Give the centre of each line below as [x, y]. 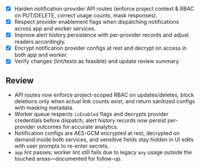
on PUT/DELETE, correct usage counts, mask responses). [86, 16]
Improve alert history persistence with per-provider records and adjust [101, 35]
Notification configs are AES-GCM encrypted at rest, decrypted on [97, 133]
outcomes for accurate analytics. [77, 127]
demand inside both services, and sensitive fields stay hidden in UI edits [104, 140]
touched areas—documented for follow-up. [68, 159]
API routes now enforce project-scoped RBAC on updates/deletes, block [104, 95]
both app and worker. [41, 55]
